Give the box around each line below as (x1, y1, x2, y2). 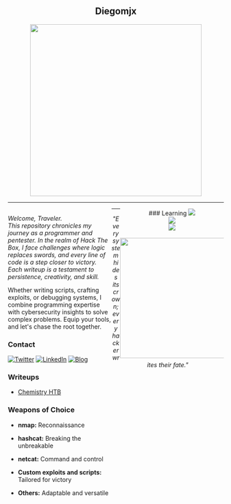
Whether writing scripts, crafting (8, 285, 99, 294)
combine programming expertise (8, 300, 100, 309)
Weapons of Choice (8, 405, 75, 415)
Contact (8, 340, 36, 349)
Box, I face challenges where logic (8, 243, 106, 252)
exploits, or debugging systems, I (8, 293, 102, 301)
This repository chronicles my (8, 221, 92, 230)
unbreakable (17, 441, 53, 450)
